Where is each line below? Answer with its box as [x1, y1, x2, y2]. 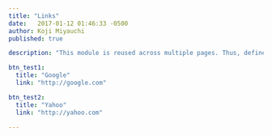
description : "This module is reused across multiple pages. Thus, [8, 49, 241, 57]
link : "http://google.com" [15, 79, 107, 87]
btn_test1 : [8, 64, 45, 72]
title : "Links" [8, 11, 60, 20]
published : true [8, 34, 63, 43]
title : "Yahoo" [15, 100, 67, 109]
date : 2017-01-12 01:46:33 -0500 [8, 19, 129, 28]
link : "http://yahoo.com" [15, 108, 104, 117]
